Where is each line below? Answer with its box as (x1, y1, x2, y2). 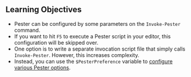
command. (14, 26, 41, 34)
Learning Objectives (5, 5, 82, 15)
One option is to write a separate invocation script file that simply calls (14, 45, 186, 52)
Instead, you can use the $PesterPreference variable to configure (14, 58, 173, 65)
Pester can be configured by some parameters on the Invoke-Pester (14, 20, 181, 27)
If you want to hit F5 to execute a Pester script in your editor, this (14, 32, 171, 40)
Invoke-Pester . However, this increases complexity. (14, 51, 140, 58)
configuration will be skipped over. (14, 39, 99, 46)
